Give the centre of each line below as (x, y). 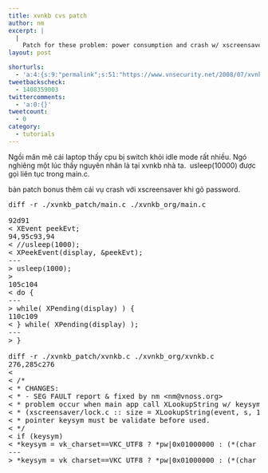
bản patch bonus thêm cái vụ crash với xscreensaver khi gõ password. (124, 189)
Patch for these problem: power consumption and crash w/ (121, 46)
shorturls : (26, 68)
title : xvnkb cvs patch (48, 16)
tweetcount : (28, 112)
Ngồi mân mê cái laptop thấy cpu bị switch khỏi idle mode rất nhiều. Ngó (128, 157)
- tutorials (35, 134)
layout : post (30, 53)
